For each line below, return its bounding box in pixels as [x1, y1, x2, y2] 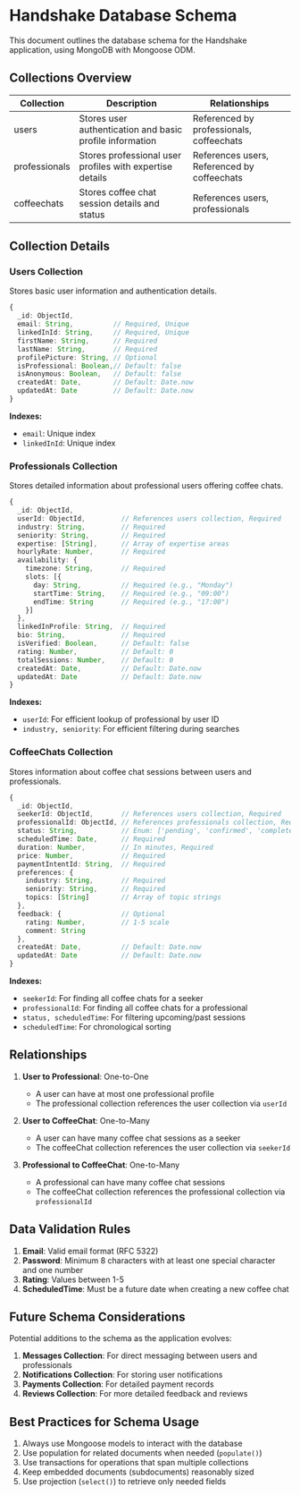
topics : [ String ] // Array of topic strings [25, 893, 221, 902]
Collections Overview [9, 71, 132, 86]
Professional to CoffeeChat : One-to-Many [21, 1159, 180, 1170]
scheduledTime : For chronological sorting [21, 1022, 171, 1032]
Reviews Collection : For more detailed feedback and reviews [21, 1389, 248, 1399]
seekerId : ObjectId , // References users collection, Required [17, 810, 281, 819]
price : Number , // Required [17, 851, 166, 860]
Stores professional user [79, 149, 181, 161]
